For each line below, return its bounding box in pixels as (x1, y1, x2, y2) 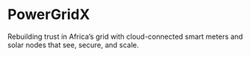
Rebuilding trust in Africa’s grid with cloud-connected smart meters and (7, 32, 243, 41)
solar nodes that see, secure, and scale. (7, 40, 139, 49)
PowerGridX (7, 6, 90, 24)
